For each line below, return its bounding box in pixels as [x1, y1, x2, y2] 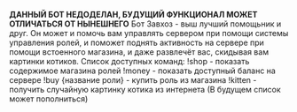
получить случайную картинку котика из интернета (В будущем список [9, 85, 281, 94]
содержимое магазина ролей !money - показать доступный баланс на [9, 65, 277, 76]
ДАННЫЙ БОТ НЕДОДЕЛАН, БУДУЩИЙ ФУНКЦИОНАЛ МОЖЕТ [9, 10, 258, 19]
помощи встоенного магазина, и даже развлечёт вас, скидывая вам [9, 47, 269, 57]
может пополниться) [9, 93, 89, 104]
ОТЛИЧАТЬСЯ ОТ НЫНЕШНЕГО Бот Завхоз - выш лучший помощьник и [9, 19, 282, 29]
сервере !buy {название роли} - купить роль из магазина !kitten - [9, 75, 257, 85]
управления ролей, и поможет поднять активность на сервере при [9, 37, 264, 48]
